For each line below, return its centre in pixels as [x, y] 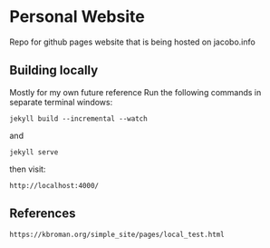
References [43, 214]
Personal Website [77, 17]
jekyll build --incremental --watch [78, 119]
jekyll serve [34, 152]
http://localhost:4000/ [54, 185]
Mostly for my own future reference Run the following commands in [135, 92]
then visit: [28, 169]
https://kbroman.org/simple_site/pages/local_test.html [117, 234]
